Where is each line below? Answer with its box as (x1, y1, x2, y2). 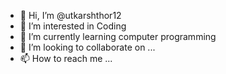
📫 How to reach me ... (19, 53, 113, 64)
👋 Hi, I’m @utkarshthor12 (19, 10, 122, 21)
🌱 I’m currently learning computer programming (19, 31, 217, 42)
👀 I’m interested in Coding (19, 20, 127, 32)
